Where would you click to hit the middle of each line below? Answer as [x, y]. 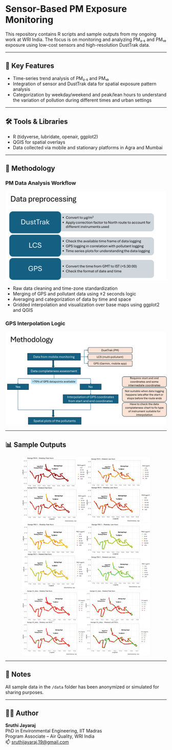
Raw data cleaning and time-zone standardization [65, 288]
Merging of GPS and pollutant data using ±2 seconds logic [74, 294]
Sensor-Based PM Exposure [66, 9]
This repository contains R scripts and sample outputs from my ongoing [81, 34]
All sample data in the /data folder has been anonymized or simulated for [82, 687]
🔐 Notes [18, 674]
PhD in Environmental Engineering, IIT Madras [54, 731]
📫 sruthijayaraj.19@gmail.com [37, 742]
